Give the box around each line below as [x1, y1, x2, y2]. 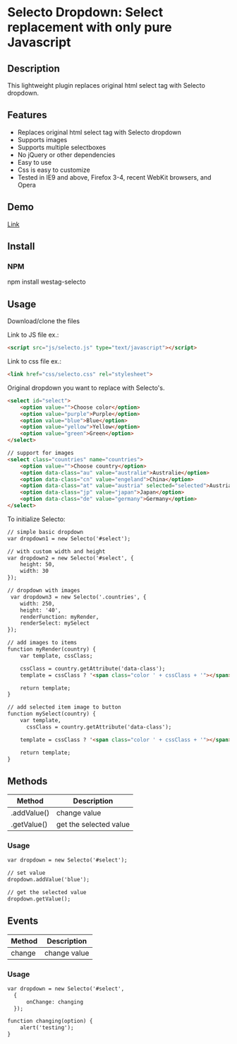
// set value [7, 869, 46, 877]
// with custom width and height [7, 547, 106, 555]
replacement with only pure [7, 19, 172, 35]
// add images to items [7, 639, 78, 646]
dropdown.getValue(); [7, 895, 71, 903]
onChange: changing [25, 998, 83, 1005]
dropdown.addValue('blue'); [7, 876, 90, 883]
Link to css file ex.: [7, 357, 62, 365]
